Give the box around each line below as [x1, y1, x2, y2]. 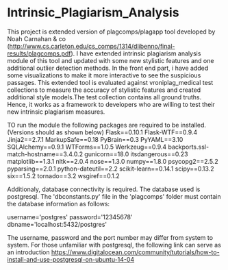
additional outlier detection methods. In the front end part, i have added [7, 64, 209, 72]
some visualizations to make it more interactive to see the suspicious [7, 71, 201, 79]
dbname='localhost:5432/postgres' [7, 220, 107, 228]
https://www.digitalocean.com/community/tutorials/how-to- [51, 248, 220, 256]
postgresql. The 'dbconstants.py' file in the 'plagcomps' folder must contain [7, 192, 221, 200]
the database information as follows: [7, 199, 110, 208]
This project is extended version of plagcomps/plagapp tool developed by [7, 27, 216, 36]
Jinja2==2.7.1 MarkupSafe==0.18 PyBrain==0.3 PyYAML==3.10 [7, 135, 183, 143]
